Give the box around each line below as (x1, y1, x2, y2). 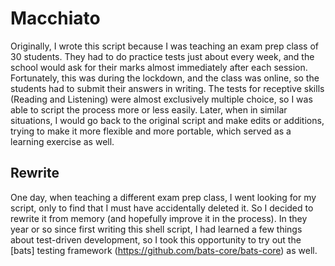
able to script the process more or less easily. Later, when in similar (10, 103, 288, 116)
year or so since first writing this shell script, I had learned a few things (10, 223, 303, 235)
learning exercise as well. (10, 135, 115, 147)
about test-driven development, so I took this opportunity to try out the (10, 233, 302, 246)
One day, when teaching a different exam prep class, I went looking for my (10, 191, 317, 203)
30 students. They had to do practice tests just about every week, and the (10, 50, 315, 62)
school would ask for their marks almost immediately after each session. (10, 61, 308, 73)
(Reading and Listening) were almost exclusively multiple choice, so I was (10, 93, 313, 105)
